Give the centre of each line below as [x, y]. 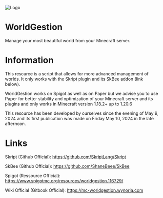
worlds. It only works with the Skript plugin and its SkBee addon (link [74, 79]
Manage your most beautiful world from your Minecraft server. [68, 40]
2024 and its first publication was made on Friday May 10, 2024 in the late [80, 118]
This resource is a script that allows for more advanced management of [77, 73]
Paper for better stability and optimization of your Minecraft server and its [79, 99]
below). [13, 84]
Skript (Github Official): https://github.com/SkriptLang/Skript [66, 157]
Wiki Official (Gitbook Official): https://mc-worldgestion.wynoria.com [74, 190]
